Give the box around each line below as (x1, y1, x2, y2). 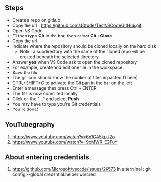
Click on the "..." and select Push (12, 96, 79, 102)
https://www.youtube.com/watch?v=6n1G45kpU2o (12, 133, 115, 140)
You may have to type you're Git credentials (12, 101, 101, 107)
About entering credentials (5, 153, 89, 162)
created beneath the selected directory (19, 54, 99, 60)
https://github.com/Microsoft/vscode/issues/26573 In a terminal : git (12, 166, 151, 172)
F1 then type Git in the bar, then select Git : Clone (12, 33, 112, 38)
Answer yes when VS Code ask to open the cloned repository (12, 59, 137, 65)
